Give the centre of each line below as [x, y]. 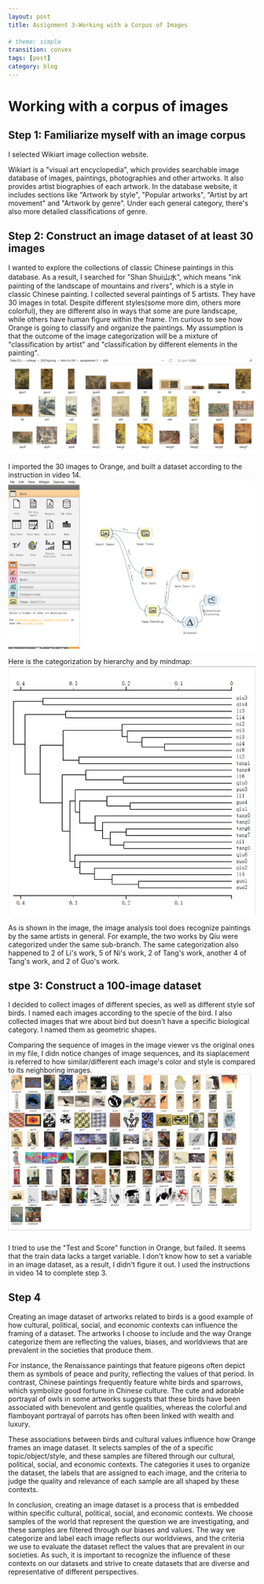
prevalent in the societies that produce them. [81, 1350]
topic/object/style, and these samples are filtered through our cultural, [122, 1456]
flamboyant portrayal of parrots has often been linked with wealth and [121, 1415]
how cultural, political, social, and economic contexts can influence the [123, 1325]
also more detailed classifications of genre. [78, 211]
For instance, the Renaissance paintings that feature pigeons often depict [127, 1365]
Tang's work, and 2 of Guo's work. [64, 961]
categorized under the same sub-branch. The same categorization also [124, 944]
